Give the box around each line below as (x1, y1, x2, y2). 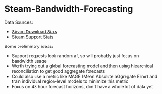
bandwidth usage (11, 58, 47, 63)
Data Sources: (4, 19, 33, 25)
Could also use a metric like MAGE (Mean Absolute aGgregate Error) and (11, 73, 158, 79)
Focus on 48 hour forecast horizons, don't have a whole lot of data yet (11, 83, 153, 89)
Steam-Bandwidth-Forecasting (4, 3, 133, 15)
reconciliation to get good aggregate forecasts (11, 68, 105, 74)
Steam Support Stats (11, 34, 54, 40)
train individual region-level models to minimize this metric (11, 78, 129, 84)
